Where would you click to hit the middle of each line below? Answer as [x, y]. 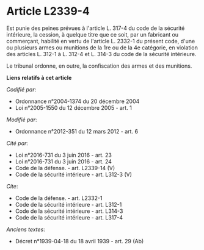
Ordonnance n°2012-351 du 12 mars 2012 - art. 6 [77, 131]
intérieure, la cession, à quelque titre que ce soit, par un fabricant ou [93, 34]
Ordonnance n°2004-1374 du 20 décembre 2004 [77, 101]
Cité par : [17, 143]
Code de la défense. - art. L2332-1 [59, 198]
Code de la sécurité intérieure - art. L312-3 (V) [74, 174]
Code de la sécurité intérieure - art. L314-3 [69, 211]
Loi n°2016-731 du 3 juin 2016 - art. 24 [63, 161]
